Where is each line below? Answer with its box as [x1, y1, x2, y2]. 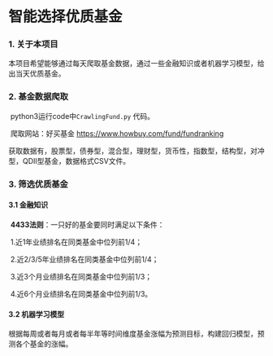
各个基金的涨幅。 [15, 339, 73, 349]
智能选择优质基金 [8, 7, 123, 26]
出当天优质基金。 [8, 68, 66, 78]
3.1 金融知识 [8, 200, 49, 210]
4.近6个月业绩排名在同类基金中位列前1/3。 [10, 288, 153, 298]
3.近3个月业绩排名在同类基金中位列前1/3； [10, 271, 153, 281]
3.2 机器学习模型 [8, 309, 65, 319]
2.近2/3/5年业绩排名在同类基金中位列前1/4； [10, 254, 159, 264]
